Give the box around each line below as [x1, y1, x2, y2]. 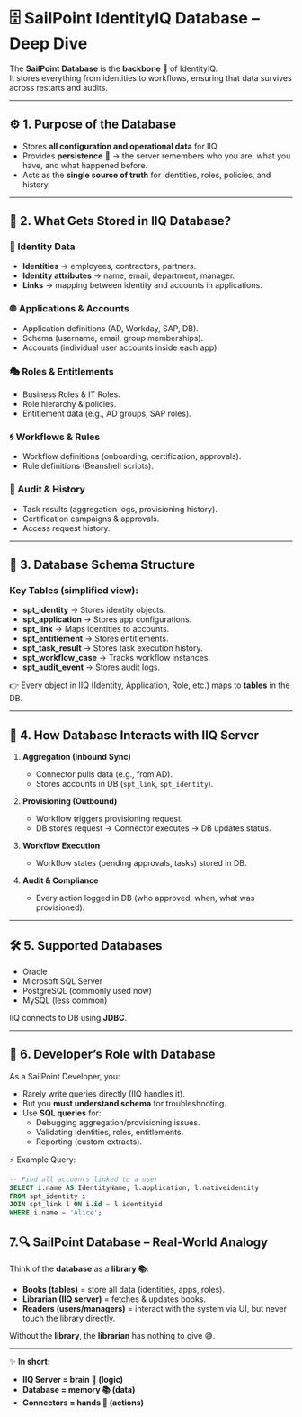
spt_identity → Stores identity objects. [22, 605, 166, 616]
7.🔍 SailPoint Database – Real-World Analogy [9, 1234, 268, 1250]
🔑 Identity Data [9, 240, 75, 253]
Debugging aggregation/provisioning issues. [35, 1116, 200, 1127]
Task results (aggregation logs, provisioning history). [22, 503, 218, 514]
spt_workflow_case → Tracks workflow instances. [22, 653, 211, 663]
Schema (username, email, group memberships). [22, 332, 204, 343]
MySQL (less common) [22, 995, 108, 1006]
